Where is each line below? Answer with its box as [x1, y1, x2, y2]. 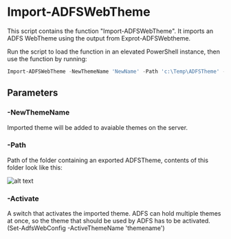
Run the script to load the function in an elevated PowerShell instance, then [7, 47, 220, 56]
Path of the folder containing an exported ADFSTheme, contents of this [7, 156, 209, 164]
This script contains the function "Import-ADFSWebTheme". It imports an [7, 27, 214, 35]
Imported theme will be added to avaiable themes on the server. [7, 123, 188, 131]
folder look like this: [7, 163, 63, 172]
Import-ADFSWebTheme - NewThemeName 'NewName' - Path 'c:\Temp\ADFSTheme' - [7, 68, 226, 75]
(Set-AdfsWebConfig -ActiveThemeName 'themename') [7, 224, 165, 232]
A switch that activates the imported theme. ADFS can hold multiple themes [7, 209, 221, 218]
